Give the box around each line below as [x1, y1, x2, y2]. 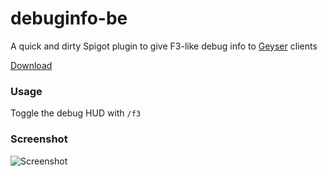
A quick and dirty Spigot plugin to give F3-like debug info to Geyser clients [10, 40, 318, 52]
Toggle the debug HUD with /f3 [10, 107, 142, 119]
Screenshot [10, 132, 68, 146]
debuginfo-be [10, 7, 128, 30]
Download [10, 59, 53, 71]
